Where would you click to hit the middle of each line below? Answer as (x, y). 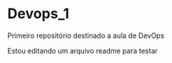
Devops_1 (38, 14)
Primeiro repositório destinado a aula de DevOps (86, 35)
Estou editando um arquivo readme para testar (82, 50)
